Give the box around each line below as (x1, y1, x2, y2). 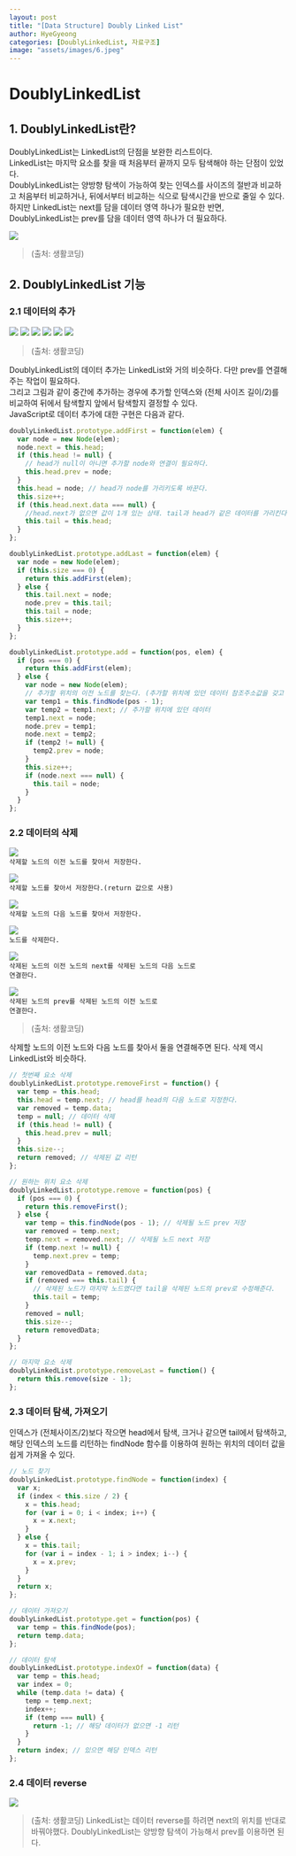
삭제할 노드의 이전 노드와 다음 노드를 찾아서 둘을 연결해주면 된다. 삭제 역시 (9, 1042, 263, 1053)
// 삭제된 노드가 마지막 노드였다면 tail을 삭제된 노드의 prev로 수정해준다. (32, 1285, 276, 1294)
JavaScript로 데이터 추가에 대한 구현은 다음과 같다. (9, 408, 185, 419)
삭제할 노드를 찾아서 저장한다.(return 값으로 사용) (9, 884, 174, 893)
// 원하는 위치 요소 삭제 (9, 1177, 88, 1187)
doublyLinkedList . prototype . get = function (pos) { (9, 1615, 200, 1624)
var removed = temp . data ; (17, 1103, 113, 1112)
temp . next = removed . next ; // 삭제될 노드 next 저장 (25, 1235, 210, 1244)
